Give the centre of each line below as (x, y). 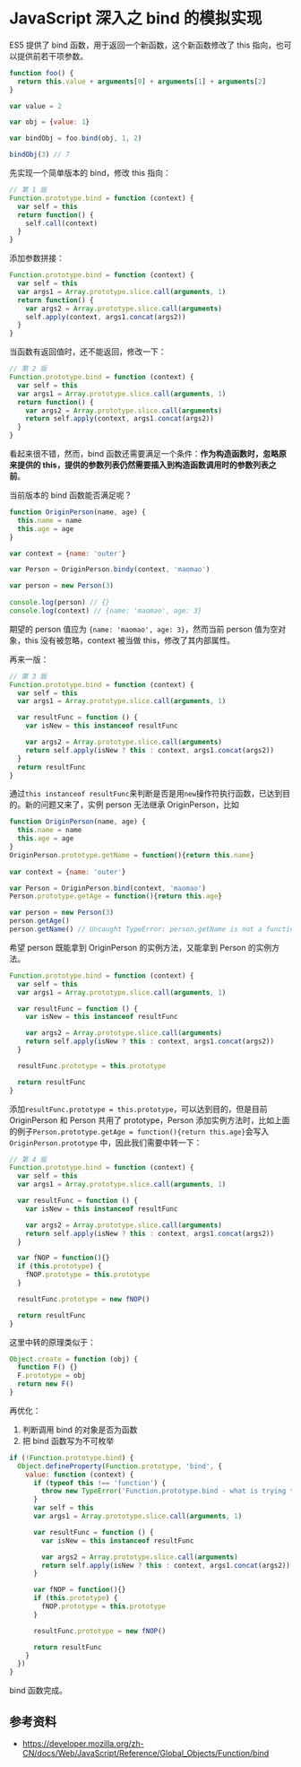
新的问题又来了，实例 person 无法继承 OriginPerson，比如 (132, 805)
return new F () (46, 1384)
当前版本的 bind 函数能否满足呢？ (71, 495)
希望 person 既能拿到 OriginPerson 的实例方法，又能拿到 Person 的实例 (141, 947)
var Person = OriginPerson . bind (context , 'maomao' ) (107, 888)
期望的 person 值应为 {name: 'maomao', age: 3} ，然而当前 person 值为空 (144, 629)
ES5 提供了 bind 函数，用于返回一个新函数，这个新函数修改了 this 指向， (142, 45)
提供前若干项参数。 (52, 56)
